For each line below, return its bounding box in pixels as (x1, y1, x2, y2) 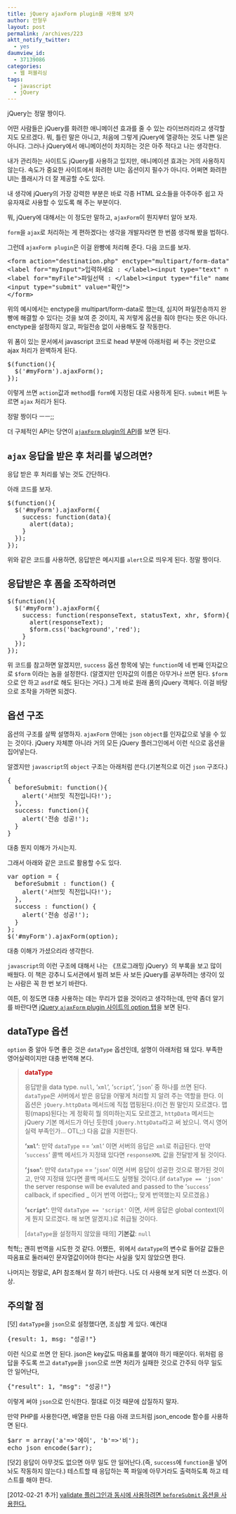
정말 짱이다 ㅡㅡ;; (7, 412, 55, 421)
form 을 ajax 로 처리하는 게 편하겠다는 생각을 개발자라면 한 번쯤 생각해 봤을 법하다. (7, 228, 229, 237)
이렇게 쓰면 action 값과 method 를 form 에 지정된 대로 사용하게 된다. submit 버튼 (7, 388, 221, 397)
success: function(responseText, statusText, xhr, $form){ (22, 611, 230, 619)
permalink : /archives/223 (7, 30, 83, 37)
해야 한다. (25, 1476, 53, 1484)
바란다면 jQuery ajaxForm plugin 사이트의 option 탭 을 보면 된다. (14, 1002, 190, 1011)
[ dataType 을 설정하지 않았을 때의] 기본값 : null (24, 1229, 152, 1238)
